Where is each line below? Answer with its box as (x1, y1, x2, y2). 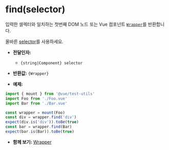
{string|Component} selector (20, 60, 83, 66)
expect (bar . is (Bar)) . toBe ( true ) (5, 129, 74, 134)
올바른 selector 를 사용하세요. (5, 38, 64, 45)
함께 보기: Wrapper (12, 139, 52, 145)
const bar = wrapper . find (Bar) (5, 124, 72, 130)
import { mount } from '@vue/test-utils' (5, 91, 95, 96)
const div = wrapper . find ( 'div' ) (5, 115, 77, 120)
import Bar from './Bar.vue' (5, 101, 68, 106)
